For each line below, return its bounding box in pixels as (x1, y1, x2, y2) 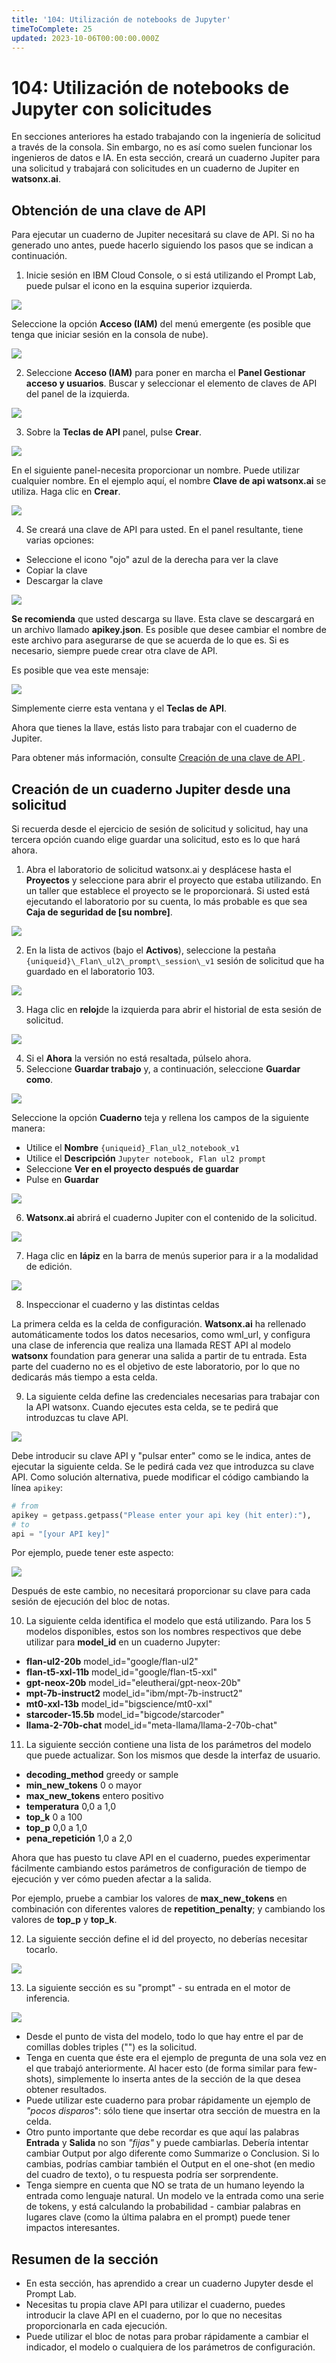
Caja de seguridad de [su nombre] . (25, 906, 173, 918)
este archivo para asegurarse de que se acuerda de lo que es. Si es (11, 634, 289, 646)
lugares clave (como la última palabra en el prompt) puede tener (25, 2211, 291, 2223)
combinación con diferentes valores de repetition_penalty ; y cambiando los (11, 1903, 326, 1915)
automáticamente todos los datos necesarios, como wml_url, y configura (11, 1328, 311, 1340)
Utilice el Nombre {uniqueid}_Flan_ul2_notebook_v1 (25, 1141, 240, 1153)
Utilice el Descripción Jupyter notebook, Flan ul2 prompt (25, 1152, 266, 1164)
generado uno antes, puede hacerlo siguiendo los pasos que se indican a (11, 239, 314, 251)
